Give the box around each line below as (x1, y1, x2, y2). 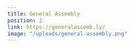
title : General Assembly (7, 10, 80, 18)
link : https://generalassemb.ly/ (7, 23, 106, 30)
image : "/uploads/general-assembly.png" (7, 30, 128, 37)
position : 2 (7, 17, 42, 24)
